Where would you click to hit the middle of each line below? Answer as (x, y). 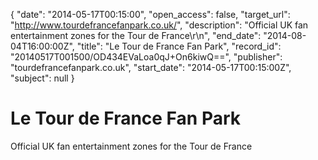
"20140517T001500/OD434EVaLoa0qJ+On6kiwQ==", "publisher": (146, 57)
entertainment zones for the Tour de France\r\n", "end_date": (136, 35)
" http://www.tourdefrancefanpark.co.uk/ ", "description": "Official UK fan (159, 25)
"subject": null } (42, 78)
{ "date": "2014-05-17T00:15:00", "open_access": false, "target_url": (150, 14)
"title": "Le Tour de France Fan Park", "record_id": (179, 46)
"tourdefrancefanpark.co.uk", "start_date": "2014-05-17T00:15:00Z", (151, 67)
